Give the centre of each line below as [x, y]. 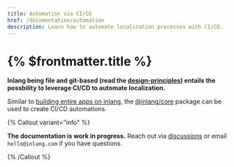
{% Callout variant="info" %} [49, 122]
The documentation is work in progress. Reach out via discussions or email [117, 136]
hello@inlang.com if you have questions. [65, 143]
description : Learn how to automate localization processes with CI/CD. [115, 27]
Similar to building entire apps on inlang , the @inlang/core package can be [115, 101]
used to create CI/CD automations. [57, 109]
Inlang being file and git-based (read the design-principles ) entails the [111, 80]
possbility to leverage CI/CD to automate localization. [86, 88]
